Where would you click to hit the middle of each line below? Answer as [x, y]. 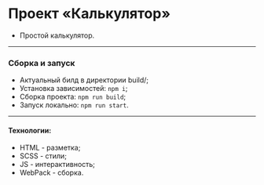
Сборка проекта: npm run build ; [73, 97]
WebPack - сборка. [51, 172]
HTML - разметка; [50, 148]
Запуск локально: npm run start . [74, 105]
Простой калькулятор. [57, 35]
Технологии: [30, 130]
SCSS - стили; [43, 156]
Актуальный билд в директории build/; [84, 80]
